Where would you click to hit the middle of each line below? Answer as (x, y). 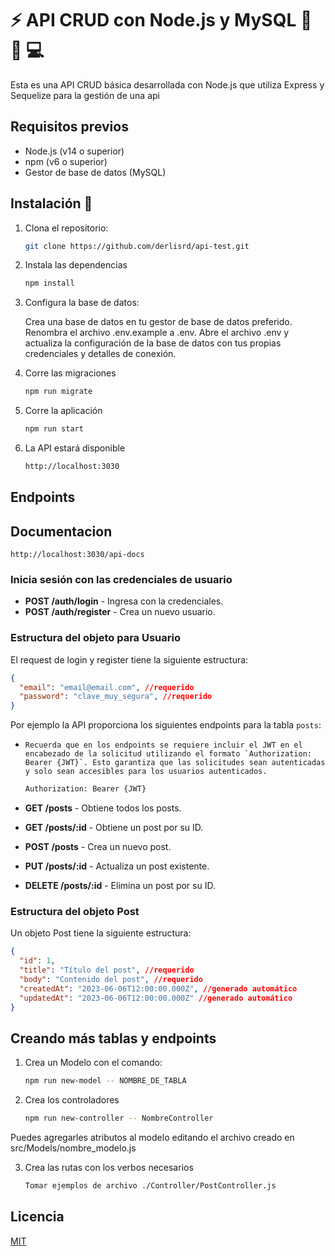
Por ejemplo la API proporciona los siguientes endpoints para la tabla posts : (166, 725)
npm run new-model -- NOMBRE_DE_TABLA (105, 1081)
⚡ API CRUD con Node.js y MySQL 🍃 (161, 20)
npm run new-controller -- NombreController (119, 1118)
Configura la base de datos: (82, 303)
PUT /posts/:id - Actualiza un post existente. (117, 866)
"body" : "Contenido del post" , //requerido (111, 980)
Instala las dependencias (76, 265)
